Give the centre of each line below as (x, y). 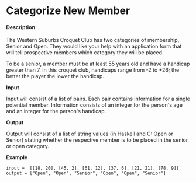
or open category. (28, 146)
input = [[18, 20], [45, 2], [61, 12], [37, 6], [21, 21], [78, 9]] (93, 168)
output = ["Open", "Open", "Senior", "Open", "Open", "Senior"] (86, 173)
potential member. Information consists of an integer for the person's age (94, 105)
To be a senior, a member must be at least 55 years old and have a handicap (98, 64)
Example (17, 157)
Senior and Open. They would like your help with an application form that (94, 46)
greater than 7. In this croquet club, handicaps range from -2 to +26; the (93, 70)
